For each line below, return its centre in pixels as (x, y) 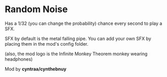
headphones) (19, 59)
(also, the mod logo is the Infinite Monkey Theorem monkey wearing (76, 54)
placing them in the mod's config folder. (47, 44)
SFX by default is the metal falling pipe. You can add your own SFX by (78, 38)
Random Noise (36, 9)
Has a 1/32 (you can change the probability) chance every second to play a (83, 23)
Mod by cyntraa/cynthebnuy (36, 69)
